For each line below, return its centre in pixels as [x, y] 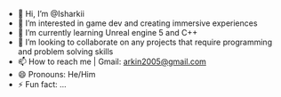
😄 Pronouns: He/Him [56, 74]
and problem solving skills [65, 52]
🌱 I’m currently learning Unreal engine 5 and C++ [108, 32]
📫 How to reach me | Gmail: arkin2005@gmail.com [112, 61]
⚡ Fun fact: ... [42, 84]
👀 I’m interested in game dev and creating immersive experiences [137, 23]
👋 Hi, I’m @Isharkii [51, 14]
